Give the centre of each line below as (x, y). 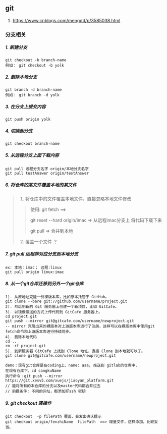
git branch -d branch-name (34, 90)
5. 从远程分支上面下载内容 (32, 155)
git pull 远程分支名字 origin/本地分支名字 (47, 169)
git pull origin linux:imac (35, 272)
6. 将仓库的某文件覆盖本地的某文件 (41, 185)
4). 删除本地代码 (21, 337)
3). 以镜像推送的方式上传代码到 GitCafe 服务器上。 (54, 312)
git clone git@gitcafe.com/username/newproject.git (61, 356)
